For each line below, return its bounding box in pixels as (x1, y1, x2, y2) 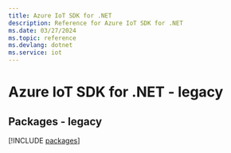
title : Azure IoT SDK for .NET (8, 11, 112, 20)
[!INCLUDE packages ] (8, 136, 80, 145)
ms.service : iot (8, 49, 62, 57)
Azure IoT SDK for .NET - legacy (8, 83, 224, 101)
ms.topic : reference (8, 33, 77, 42)
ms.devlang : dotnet (8, 41, 73, 49)
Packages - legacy (8, 115, 102, 128)
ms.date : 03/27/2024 (8, 26, 77, 34)
